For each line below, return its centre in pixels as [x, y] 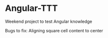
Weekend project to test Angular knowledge [49, 21]
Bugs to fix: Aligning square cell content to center [54, 30]
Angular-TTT [31, 8]
